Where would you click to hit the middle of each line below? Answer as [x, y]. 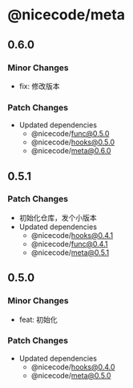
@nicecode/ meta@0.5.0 [71, 375]
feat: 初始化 [38, 319]
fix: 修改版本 [39, 86]
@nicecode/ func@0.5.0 [70, 134]
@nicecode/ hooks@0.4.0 [73, 367]
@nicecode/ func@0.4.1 [69, 244]
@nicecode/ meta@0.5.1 [70, 252]
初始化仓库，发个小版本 [58, 217]
